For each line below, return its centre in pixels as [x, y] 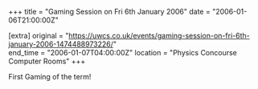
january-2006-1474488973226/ [61, 44]
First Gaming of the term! [50, 77]
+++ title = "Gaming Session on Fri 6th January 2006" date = [109, 12]
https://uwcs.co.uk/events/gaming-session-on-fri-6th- [159, 36]
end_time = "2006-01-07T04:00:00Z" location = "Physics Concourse [123, 53]
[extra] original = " [39, 36]
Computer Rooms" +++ [47, 61]
